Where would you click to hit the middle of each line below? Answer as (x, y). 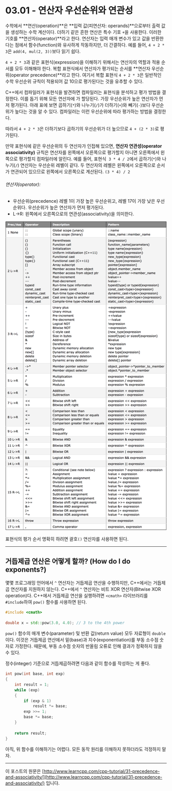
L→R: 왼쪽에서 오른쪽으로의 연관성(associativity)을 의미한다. (73, 214)
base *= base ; (39, 717)
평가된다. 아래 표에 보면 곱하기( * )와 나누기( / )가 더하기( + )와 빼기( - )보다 (80, 105)
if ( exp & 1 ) (38, 701)
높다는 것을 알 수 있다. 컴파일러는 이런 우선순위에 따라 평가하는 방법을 (83, 111)
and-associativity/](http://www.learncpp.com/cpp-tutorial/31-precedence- (84, 777)
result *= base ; (50, 706)
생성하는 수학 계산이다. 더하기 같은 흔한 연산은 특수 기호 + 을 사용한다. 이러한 (86, 32)
